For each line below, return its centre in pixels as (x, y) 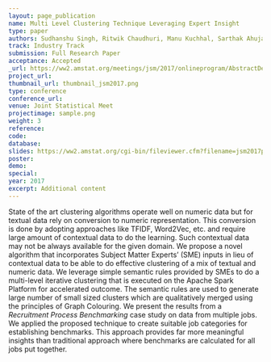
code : (17, 136)
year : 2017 (27, 181)
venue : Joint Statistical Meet (61, 106)
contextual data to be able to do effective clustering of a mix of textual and (132, 263)
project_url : (30, 76)
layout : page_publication (52, 16)
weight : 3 (25, 121)
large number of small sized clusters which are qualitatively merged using (131, 297)
